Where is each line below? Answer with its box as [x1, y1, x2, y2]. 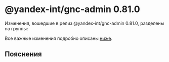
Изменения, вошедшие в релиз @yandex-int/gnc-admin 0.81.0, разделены [5, 20, 164, 26]
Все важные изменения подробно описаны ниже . [5, 35, 112, 41]
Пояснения [5, 50, 42, 58]
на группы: [5, 25, 28, 31]
